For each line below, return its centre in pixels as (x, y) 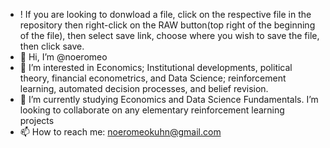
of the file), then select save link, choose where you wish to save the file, (169, 35)
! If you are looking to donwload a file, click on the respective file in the (165, 14)
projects (37, 120)
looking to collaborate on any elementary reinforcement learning (152, 110)
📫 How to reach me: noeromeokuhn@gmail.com (120, 132)
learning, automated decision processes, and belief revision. (144, 88)
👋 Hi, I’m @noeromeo (63, 57)
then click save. (52, 46)
